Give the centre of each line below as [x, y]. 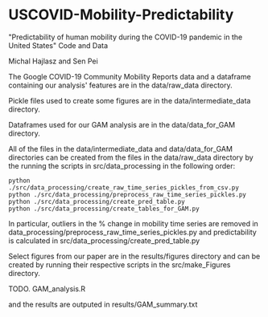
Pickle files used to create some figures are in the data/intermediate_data [130, 100]
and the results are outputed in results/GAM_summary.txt [103, 304]
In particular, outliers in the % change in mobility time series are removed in [134, 223]
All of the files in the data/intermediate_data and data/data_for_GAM [121, 148]
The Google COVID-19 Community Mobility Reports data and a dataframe [130, 76]
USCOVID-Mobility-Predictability [121, 15]
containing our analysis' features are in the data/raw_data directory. [121, 85]
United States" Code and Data [58, 45]
